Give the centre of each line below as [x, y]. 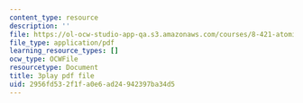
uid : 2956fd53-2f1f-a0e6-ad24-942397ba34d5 [92, 84]
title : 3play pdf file [52, 76]
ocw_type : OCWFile [44, 59]
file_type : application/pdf [62, 43]
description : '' [40, 26]
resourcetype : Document [54, 68]
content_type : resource [54, 17]
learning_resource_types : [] [64, 51]
